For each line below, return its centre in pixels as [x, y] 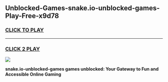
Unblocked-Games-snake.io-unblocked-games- [82, 8]
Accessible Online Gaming [33, 74]
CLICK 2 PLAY [22, 49]
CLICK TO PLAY [24, 30]
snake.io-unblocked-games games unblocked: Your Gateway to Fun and [82, 69]
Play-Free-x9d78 [32, 16]
